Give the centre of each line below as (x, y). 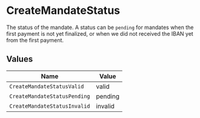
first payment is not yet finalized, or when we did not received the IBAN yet (100, 33)
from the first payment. (35, 40)
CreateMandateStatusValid (47, 86)
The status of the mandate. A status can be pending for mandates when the (100, 27)
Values (20, 59)
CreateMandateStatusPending (50, 96)
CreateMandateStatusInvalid (50, 106)
